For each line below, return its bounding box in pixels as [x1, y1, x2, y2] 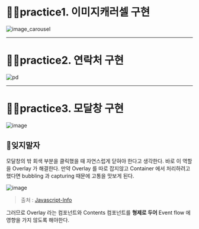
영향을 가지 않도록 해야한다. [6, 216, 70, 223]
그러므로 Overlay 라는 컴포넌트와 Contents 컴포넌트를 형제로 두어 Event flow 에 [6, 209, 191, 216]
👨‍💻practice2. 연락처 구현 [6, 54, 124, 67]
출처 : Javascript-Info [20, 196, 72, 203]
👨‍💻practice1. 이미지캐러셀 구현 [6, 5, 150, 19]
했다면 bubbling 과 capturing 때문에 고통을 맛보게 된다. [6, 172, 134, 179]
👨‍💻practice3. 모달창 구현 [6, 102, 124, 116]
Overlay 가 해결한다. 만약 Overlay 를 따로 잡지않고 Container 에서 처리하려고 [12, 164, 191, 172]
